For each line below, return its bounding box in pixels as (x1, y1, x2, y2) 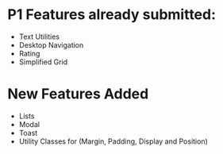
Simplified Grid (18, 57, 68, 67)
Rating (18, 48, 40, 58)
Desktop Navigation (18, 40, 84, 49)
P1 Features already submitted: (7, 6, 216, 24)
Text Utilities (18, 32, 60, 41)
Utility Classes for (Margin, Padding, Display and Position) (18, 137, 208, 146)
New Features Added (7, 85, 149, 103)
